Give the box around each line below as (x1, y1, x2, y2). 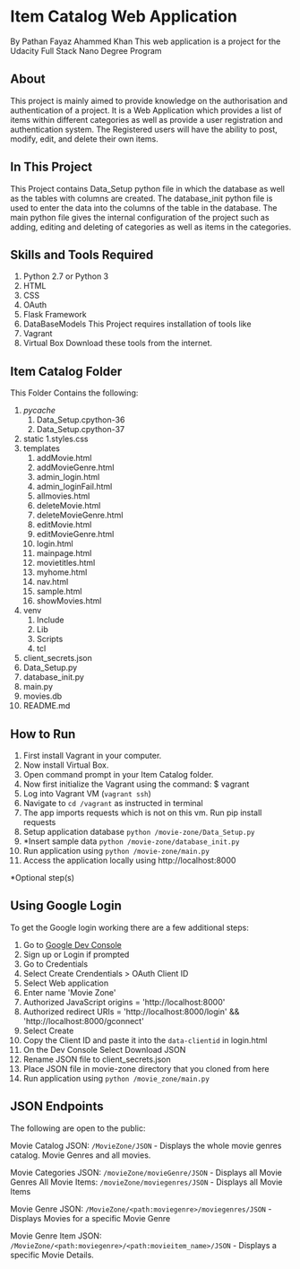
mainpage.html (36, 548, 92, 559)
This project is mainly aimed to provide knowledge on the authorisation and (10, 95, 288, 106)
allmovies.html (36, 491, 90, 501)
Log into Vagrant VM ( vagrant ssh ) (22, 788, 151, 799)
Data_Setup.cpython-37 (36, 424, 124, 435)
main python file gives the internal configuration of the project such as (10, 212, 270, 222)
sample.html (36, 586, 82, 597)
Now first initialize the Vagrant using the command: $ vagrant (22, 778, 250, 789)
